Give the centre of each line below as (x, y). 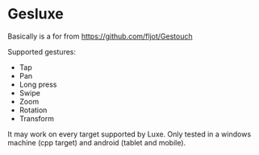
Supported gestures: (42, 51)
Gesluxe (36, 14)
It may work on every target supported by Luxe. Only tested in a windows (129, 134)
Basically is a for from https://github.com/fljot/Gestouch (100, 36)
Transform (36, 118)
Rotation (33, 110)
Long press (38, 84)
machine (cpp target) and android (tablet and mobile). (97, 142)
